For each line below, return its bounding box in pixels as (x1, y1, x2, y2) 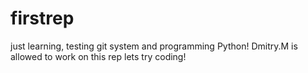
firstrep (10, 7, 75, 30)
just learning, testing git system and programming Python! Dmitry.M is (10, 40, 298, 52)
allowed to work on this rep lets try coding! (10, 50, 187, 62)
